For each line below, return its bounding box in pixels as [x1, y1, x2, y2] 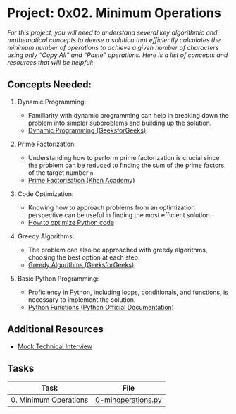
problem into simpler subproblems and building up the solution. [27, 118, 212, 127]
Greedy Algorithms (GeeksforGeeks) [27, 260, 135, 269]
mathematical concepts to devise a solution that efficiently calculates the [7, 35, 221, 44]
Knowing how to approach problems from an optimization [27, 203, 195, 212]
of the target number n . [27, 168, 95, 177]
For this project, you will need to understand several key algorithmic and [7, 28, 218, 37]
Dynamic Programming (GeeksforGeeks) [27, 126, 147, 135]
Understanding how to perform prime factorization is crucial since [27, 153, 220, 162]
